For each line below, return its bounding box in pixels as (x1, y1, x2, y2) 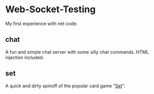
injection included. (5, 54, 45, 60)
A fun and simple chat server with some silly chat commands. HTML (5, 49, 149, 55)
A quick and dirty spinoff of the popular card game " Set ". (5, 83, 125, 89)
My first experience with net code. (5, 20, 78, 27)
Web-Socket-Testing (5, 4, 96, 15)
